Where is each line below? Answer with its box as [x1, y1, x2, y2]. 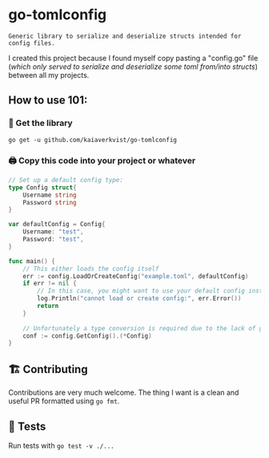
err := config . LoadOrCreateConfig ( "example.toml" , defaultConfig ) [22, 272, 249, 280]
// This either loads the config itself [22, 265, 159, 273]
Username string [22, 191, 78, 199]
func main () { [8, 257, 56, 265]
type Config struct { [8, 183, 78, 192]
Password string [22, 198, 78, 206]
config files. [8, 39, 56, 47]
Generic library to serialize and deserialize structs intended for [8, 32, 242, 40]
